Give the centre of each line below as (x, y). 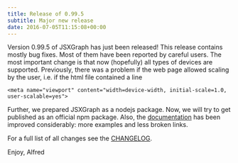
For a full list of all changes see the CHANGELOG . (80, 138)
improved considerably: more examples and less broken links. (98, 125)
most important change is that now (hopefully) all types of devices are (110, 62)
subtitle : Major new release (50, 21)
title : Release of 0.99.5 (45, 14)
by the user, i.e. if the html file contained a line (75, 77)
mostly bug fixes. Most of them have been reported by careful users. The (114, 55)
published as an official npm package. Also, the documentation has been (114, 117)
